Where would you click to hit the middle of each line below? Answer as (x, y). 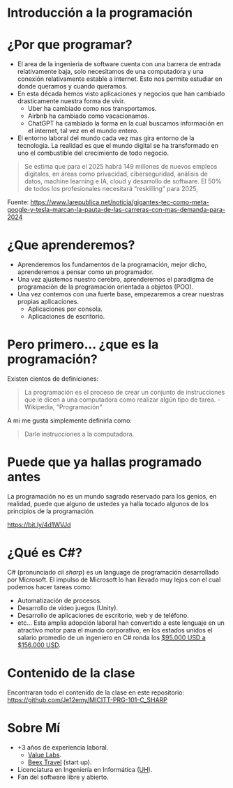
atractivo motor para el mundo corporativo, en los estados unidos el (115, 630)
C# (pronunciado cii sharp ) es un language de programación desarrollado (113, 572)
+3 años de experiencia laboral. (63, 747)
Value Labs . (44, 755)
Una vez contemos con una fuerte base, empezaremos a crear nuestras (121, 294)
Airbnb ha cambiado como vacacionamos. (89, 116)
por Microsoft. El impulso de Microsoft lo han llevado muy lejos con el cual (114, 579)
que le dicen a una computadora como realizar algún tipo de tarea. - (122, 400)
